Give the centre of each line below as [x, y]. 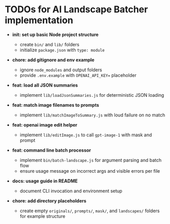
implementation [39, 20]
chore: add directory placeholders [49, 200]
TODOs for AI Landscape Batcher [77, 9]
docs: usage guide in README [45, 181]
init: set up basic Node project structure [55, 34]
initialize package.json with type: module [62, 50]
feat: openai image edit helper [45, 125]
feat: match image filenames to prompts [56, 105]
